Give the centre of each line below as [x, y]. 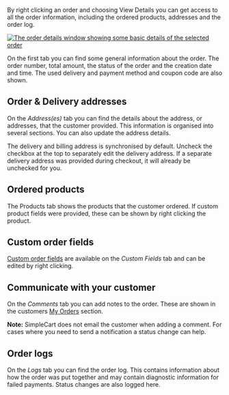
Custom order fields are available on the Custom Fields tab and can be [106, 259]
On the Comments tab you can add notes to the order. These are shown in [111, 304]
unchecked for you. [35, 168]
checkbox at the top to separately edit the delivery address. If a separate [109, 153]
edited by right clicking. [40, 266]
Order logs [30, 354]
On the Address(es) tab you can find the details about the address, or [105, 118]
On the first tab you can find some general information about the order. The [113, 58]
